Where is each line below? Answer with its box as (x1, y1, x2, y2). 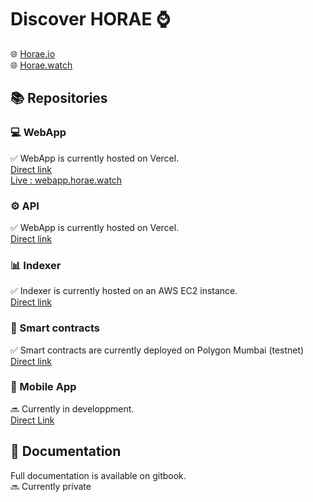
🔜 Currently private (10, 480, 92, 492)
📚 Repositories (10, 90, 108, 107)
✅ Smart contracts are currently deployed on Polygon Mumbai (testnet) (10, 344, 305, 356)
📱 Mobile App (10, 380, 77, 394)
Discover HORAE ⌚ (10, 8, 171, 31)
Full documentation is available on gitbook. (10, 469, 187, 481)
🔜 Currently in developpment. (10, 402, 135, 415)
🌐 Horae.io (10, 47, 56, 60)
